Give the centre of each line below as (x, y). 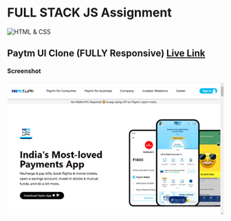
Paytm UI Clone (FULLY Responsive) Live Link (106, 53)
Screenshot (24, 71)
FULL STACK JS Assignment (89, 13)
